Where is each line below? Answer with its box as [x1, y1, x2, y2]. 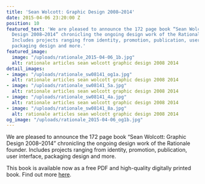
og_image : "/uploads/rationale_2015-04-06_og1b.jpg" [6, 116, 143, 122]
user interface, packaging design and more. [6, 153, 117, 160]
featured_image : [6, 49, 48, 55]
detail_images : [6, 65, 45, 72]
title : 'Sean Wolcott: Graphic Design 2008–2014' [6, 9, 135, 15]
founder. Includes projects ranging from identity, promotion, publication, [6, 146, 187, 154]
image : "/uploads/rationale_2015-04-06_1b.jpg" [12, 54, 135, 60]
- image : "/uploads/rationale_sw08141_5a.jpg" [6, 83, 127, 89]
